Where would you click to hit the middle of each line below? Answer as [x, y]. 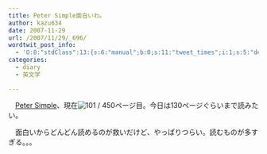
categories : [28, 60]
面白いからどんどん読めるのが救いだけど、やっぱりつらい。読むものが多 [133, 132]
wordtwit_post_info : [43, 45]
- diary [28, 67]
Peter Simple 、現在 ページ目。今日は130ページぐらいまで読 [130, 105]
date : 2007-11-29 [37, 30]
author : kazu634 [35, 23]
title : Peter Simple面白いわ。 [57, 15]
